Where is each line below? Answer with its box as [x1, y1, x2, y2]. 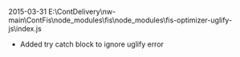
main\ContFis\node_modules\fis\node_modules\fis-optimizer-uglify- [8, 15, 233, 25]
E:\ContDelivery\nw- [47, 7, 116, 16]
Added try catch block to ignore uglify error [19, 39, 165, 49]
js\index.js [8, 24, 42, 33]
